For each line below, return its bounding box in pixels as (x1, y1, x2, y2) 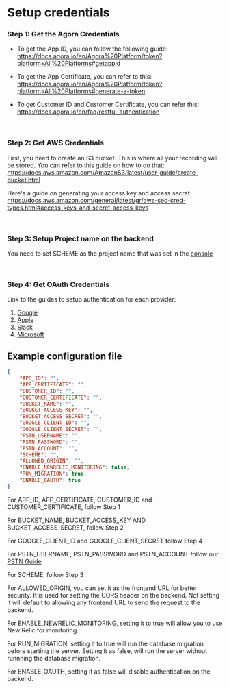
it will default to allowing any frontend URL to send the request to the (7, 598, 200, 606)
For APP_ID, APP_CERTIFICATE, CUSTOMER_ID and (7, 495, 152, 504)
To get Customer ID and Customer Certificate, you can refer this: (16, 101, 200, 109)
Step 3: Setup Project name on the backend (7, 234, 154, 243)
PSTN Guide (7, 557, 42, 565)
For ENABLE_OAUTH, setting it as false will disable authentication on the (7, 667, 211, 676)
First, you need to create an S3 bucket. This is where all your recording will (7, 153, 218, 162)
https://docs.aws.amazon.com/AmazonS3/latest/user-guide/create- (7, 168, 199, 176)
